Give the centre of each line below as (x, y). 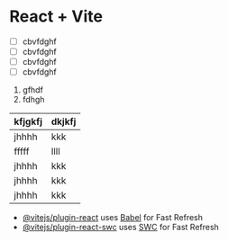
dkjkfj (64, 121)
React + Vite (56, 17)
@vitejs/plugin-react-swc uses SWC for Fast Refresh (120, 228)
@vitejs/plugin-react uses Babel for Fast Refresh (113, 218)
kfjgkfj (28, 121)
